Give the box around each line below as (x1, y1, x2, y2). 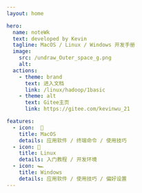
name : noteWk (12, 29, 50, 36)
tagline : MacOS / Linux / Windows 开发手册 (12, 42, 136, 49)
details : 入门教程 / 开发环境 (19, 156, 97, 163)
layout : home (6, 10, 44, 17)
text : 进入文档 (24, 80, 65, 87)
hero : (6, 22, 22, 30)
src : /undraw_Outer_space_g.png (19, 54, 112, 62)
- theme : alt (19, 93, 57, 100)
